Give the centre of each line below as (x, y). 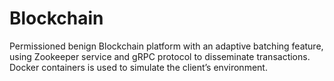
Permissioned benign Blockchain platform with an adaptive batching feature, (166, 46)
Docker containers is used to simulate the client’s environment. (138, 67)
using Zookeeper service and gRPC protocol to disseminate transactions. (160, 56)
